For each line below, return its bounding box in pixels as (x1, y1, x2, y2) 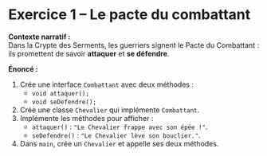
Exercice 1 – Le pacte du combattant (8, 6, 251, 24)
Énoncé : (8, 64, 38, 73)
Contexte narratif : (8, 32, 71, 41)
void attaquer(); (31, 89, 90, 97)
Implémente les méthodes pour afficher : (19, 113, 154, 123)
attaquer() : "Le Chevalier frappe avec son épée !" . (31, 122, 209, 131)
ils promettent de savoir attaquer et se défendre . (8, 49, 170, 58)
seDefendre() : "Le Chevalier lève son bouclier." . (31, 130, 201, 140)
